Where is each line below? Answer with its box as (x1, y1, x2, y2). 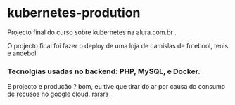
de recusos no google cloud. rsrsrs (7, 90, 109, 99)
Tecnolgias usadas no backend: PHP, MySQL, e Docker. (7, 66, 201, 76)
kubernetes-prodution (7, 5, 141, 21)
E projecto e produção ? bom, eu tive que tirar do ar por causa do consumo (7, 83, 226, 91)
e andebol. (7, 49, 39, 57)
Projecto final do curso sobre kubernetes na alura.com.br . (7, 28, 177, 36)
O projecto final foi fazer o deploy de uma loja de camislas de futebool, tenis (7, 41, 229, 50)
